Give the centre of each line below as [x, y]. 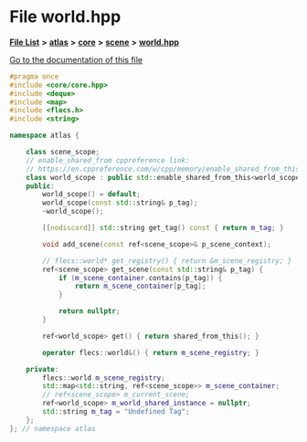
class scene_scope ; [63, 153]
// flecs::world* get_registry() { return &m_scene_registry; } [167, 261]
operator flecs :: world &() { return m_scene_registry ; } [151, 353]
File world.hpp [65, 17]
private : [42, 369]
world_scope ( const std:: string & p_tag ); [120, 203]
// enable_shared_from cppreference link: [108, 160]
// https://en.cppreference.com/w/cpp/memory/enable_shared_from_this [163, 169]
